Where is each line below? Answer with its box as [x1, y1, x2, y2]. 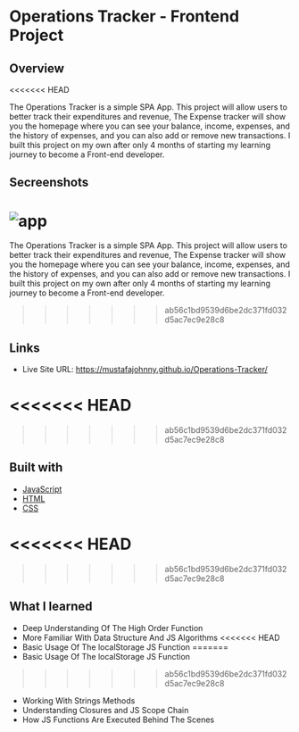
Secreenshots [9, 175, 89, 190]
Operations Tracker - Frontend [9, 6, 239, 27]
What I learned [9, 599, 93, 614]
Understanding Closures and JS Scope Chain [21, 704, 189, 715]
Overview [9, 61, 65, 76]
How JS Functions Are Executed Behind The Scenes [21, 714, 215, 725]
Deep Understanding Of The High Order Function [21, 622, 203, 633]
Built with [9, 460, 63, 475]
